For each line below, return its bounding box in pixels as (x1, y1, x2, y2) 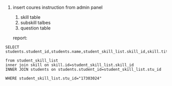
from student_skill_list (5, 58, 58, 63)
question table (20, 25, 51, 31)
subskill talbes (20, 20, 51, 25)
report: (12, 35, 28, 41)
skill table (20, 14, 41, 20)
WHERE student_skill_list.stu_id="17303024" (5, 76, 102, 81)
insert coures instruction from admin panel (12, 5, 103, 10)
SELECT (5, 45, 19, 50)
